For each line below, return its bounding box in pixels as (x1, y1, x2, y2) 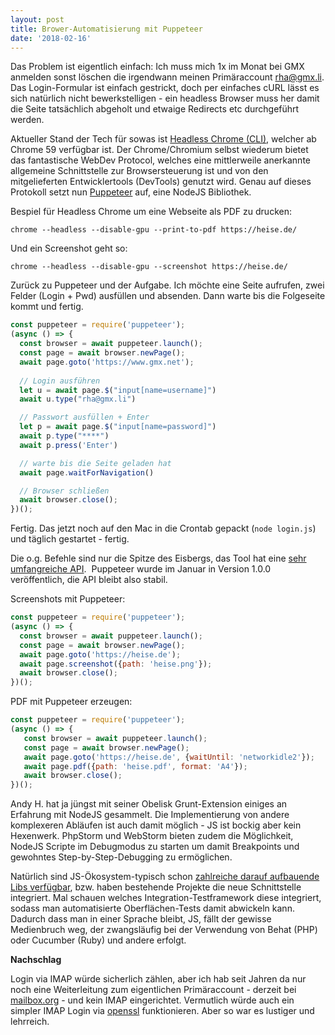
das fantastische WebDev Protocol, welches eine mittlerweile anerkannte (10, 154, 311, 166)
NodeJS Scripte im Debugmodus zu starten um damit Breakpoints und (10, 841, 300, 853)
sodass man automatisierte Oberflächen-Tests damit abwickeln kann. (10, 902, 295, 915)
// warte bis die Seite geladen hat (19, 458, 172, 468)
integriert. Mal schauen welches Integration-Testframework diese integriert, (10, 892, 322, 904)
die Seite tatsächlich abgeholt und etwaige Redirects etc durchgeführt (10, 103, 300, 115)
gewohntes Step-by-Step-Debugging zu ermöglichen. (10, 851, 233, 863)
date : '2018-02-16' (10, 33, 92, 43)
